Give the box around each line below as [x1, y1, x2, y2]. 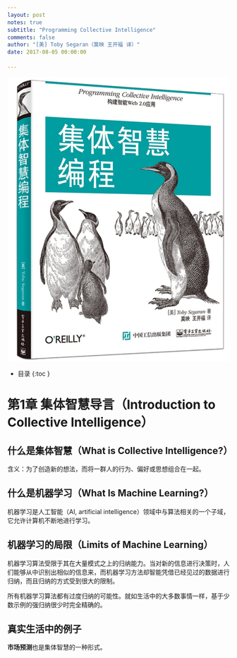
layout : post [7, 11, 46, 18]
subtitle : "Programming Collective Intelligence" [7, 26, 157, 33]
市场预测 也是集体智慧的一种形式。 [7, 643, 107, 652]
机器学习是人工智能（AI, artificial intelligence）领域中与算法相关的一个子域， [7, 507, 230, 515]
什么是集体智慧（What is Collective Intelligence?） [7, 445, 233, 457]
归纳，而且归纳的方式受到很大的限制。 [7, 576, 119, 585]
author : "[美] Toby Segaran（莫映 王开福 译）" [7, 41, 140, 49]
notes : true [7, 18, 42, 26]
